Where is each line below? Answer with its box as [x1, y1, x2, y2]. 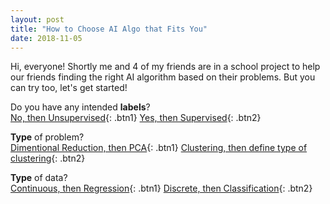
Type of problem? [10, 131, 85, 143]
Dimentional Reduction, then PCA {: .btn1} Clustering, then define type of [10, 142, 308, 154]
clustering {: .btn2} [10, 152, 86, 165]
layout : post [10, 14, 65, 25]
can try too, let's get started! [10, 82, 128, 94]
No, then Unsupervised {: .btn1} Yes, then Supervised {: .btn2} [10, 112, 262, 124]
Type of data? [10, 172, 68, 184]
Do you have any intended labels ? [10, 101, 151, 113]
